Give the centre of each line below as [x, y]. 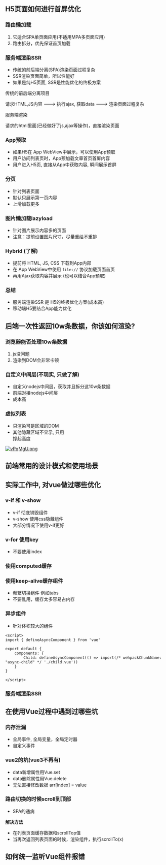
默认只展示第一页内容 [35, 198]
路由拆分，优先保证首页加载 [41, 43]
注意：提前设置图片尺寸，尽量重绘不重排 [55, 236]
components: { [29, 653]
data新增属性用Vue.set [36, 772]
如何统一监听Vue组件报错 [45, 857]
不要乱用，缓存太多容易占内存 [44, 599]
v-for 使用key [22, 539]
